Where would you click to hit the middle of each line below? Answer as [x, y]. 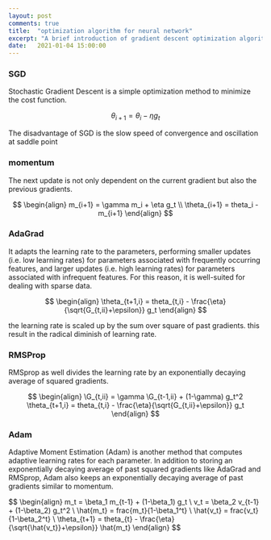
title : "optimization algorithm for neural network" [101, 31]
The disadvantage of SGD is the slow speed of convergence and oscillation [133, 133]
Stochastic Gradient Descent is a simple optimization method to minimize [130, 91]
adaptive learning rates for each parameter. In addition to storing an [121, 461]
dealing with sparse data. [50, 285]
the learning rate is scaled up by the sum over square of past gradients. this [134, 325]
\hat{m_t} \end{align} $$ [140, 528]
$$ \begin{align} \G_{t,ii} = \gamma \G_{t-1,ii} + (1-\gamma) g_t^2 [135, 397]
